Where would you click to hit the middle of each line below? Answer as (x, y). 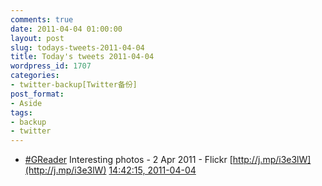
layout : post (37, 38)
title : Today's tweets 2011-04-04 (82, 57)
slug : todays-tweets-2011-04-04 (77, 47)
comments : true (42, 19)
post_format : (37, 94)
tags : (21, 112)
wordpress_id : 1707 (51, 66)
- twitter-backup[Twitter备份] (74, 85)
